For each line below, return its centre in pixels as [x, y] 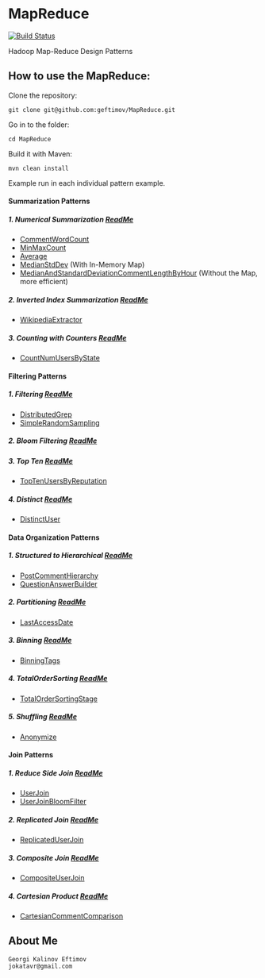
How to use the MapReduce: [79, 76]
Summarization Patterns [49, 201]
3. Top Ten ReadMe [41, 460]
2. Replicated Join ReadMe [54, 819]
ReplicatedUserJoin [52, 840]
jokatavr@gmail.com [40, 966]
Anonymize [38, 737]
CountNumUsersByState [60, 358]
